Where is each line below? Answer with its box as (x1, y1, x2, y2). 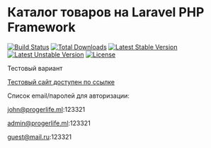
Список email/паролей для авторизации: (7, 91, 130, 100)
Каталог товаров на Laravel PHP (7, 4, 205, 21)
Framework (7, 19, 76, 35)
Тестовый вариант (7, 64, 63, 72)
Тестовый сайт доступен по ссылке (7, 77, 115, 86)
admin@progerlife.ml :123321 (7, 118, 91, 127)
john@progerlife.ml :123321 (7, 105, 86, 113)
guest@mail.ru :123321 (7, 132, 72, 141)
